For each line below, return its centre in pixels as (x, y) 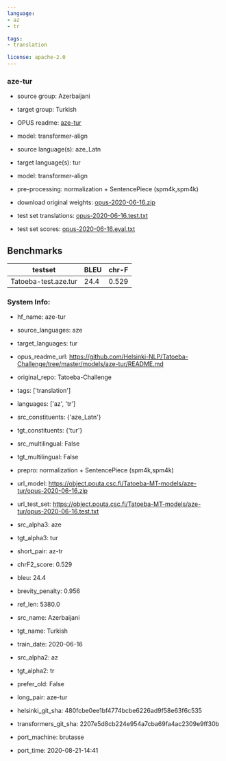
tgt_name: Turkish (42, 631)
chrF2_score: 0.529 (45, 565)
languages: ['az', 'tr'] (46, 404)
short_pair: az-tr (40, 551)
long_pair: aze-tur (42, 697)
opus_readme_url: (42, 357)
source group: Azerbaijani (53, 96)
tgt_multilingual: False (48, 457)
